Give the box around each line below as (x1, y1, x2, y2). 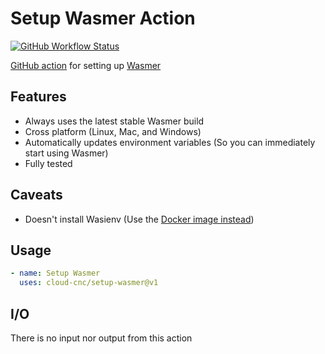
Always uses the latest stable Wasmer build (24, 115, 205, 127)
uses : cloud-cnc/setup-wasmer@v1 (19, 278, 159, 288)
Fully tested (24, 157, 73, 169)
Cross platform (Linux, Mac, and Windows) (24, 125, 202, 137)
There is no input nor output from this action (10, 332, 193, 344)
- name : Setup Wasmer (10, 268, 101, 279)
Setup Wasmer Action (10, 7, 196, 30)
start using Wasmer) (24, 147, 109, 159)
